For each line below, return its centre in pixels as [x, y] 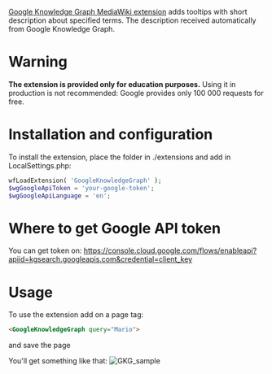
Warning [38, 62]
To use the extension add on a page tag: [76, 315]
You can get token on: [45, 250]
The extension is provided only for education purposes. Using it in [122, 84]
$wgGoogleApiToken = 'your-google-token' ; [81, 188]
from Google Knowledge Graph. [62, 29]
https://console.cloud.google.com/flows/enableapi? [170, 250]
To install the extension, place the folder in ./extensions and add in [120, 157]
